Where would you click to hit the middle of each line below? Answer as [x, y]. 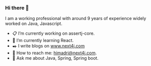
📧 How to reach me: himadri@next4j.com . [54, 53]
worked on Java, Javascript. [34, 23]
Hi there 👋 [17, 8]
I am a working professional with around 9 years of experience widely [76, 19]
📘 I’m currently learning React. [43, 41]
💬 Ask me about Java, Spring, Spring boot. [55, 58]
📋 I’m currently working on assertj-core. [53, 33]
